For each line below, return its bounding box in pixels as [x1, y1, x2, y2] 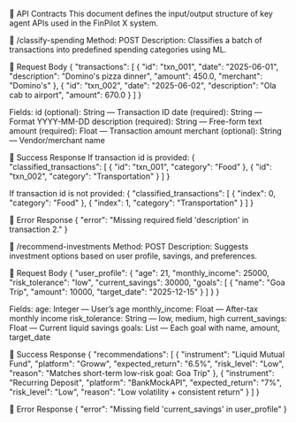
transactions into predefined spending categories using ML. [9, 44, 227, 55]
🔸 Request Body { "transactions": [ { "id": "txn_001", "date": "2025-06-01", [9, 62, 279, 72]
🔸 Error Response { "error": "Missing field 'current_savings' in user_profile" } [9, 404, 287, 414]
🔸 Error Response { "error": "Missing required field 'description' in [9, 215, 249, 225]
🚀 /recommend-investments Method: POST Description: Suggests [9, 242, 249, 251]
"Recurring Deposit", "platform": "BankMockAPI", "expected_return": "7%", [9, 377, 283, 388]
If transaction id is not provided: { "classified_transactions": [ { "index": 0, [9, 188, 277, 198]
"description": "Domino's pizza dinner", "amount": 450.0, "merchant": [9, 71, 263, 81]
